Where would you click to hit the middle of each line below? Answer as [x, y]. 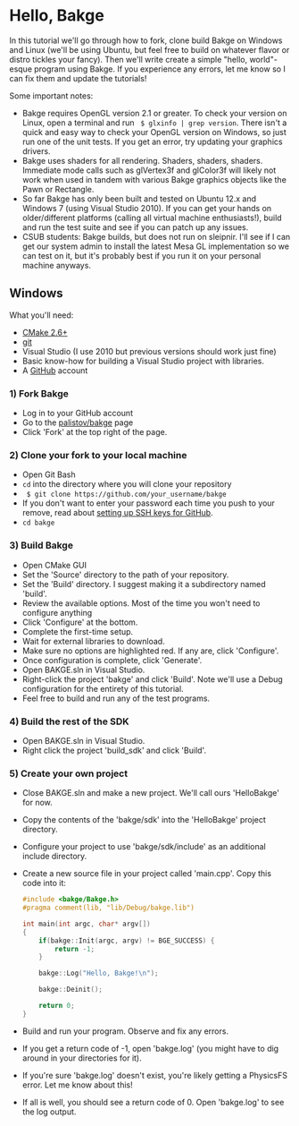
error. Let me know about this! [77, 1085]
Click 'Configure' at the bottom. [80, 622]
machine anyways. [57, 265]
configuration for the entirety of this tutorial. [103, 688]
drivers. [36, 151]
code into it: [44, 883]
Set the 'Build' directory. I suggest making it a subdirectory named [144, 584]
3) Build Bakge [42, 545]
